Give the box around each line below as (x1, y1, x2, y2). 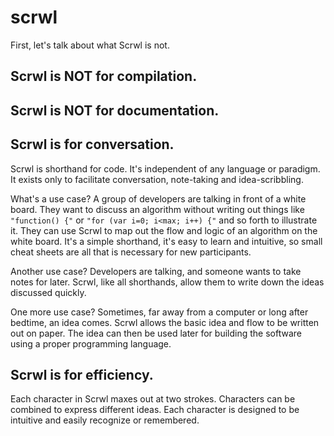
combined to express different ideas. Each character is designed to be (10, 404, 300, 416)
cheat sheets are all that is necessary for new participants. (10, 246, 252, 258)
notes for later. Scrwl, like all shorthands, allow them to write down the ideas (10, 276, 325, 288)
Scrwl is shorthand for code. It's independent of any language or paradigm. (10, 162, 321, 175)
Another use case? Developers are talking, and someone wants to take (10, 265, 302, 277)
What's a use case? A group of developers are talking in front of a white (10, 192, 307, 205)
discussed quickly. (10, 286, 87, 298)
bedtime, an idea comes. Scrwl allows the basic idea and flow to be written (10, 316, 320, 328)
